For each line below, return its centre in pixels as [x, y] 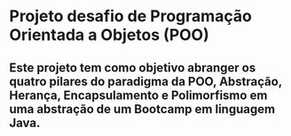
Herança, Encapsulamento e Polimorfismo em [138, 95]
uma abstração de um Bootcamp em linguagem [142, 109]
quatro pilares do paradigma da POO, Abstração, [145, 81]
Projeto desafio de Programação [131, 16]
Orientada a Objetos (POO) [110, 35]
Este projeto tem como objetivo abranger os [133, 68]
